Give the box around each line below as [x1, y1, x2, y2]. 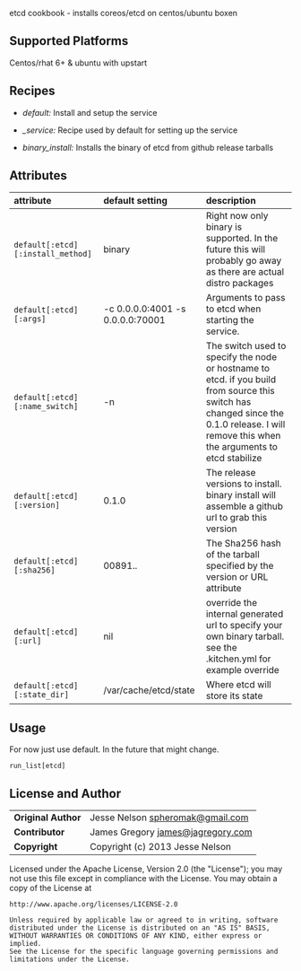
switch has [205, 396, 252, 408]
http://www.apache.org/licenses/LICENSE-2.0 [9, 900, 178, 909]
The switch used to [205, 340, 287, 353]
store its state [205, 690, 263, 703]
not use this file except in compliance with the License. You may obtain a [9, 873, 278, 884]
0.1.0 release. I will [205, 418, 286, 431]
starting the [205, 314, 254, 327]
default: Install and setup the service [21, 107, 158, 118]
